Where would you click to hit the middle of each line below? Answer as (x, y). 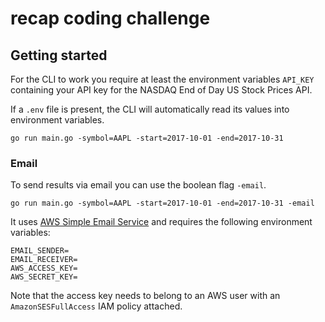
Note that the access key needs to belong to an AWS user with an (145, 296)
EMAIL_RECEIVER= (44, 260)
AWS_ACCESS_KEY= (44, 268)
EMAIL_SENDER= (40, 251)
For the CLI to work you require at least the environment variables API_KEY (162, 79)
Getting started (59, 55)
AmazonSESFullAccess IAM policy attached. (96, 306)
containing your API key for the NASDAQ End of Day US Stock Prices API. (161, 90)
